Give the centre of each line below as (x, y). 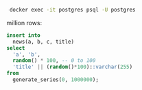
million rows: (24, 22)
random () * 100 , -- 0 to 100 (54, 61)
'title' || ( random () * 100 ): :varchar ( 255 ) (73, 67)
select (16, 48)
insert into (23, 35)
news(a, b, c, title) (44, 42)
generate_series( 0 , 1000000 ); (56, 80)
